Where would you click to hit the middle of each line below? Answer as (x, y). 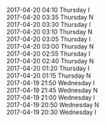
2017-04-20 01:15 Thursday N (49, 76)
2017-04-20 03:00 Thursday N (50, 46)
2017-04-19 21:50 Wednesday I (51, 83)
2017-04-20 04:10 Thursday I (48, 10)
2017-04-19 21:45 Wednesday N (52, 90)
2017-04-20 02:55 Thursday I (49, 54)
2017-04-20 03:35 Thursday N (50, 17)
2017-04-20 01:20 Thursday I (48, 68)
